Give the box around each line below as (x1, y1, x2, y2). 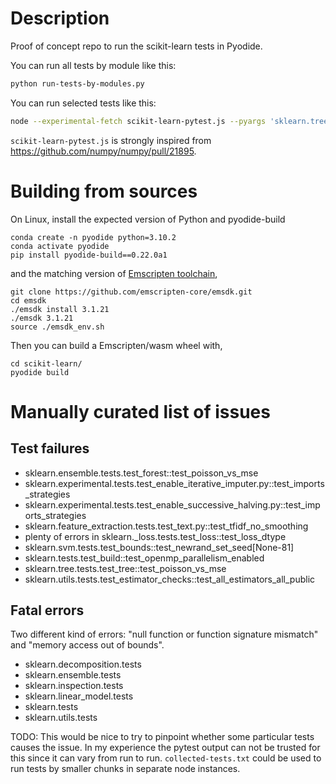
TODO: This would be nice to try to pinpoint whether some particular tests (10, 731, 315, 743)
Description (10, 7, 110, 30)
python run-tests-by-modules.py (10, 78, 145, 89)
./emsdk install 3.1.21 (10, 304, 110, 314)
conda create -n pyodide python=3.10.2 (10, 232, 177, 242)
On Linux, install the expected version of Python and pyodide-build (10, 213, 286, 225)
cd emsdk (10, 295, 47, 306)
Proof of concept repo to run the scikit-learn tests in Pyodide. (10, 40, 263, 52)
